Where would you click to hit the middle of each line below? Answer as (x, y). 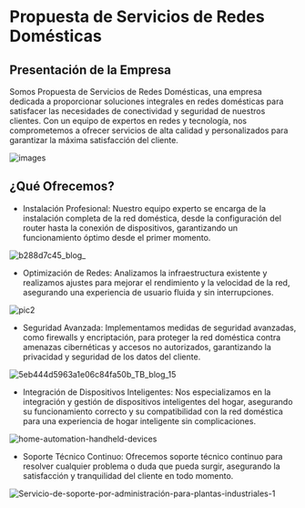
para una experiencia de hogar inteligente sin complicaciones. (139, 420)
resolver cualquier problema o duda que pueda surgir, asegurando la (151, 466)
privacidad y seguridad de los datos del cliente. (112, 357)
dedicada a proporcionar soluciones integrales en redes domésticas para (147, 101)
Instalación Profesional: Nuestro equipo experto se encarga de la (144, 208)
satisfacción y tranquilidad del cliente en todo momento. (128, 475)
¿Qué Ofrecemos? (62, 187)
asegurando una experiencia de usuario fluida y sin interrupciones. (148, 292)
